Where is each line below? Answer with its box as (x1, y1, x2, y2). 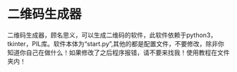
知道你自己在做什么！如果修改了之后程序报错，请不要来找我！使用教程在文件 (7, 48, 230, 57)
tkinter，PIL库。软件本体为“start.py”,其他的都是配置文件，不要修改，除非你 (7, 39, 224, 48)
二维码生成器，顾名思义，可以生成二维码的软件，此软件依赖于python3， (7, 31, 217, 39)
